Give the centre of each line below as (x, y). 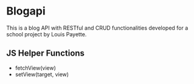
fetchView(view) (35, 68)
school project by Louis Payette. (47, 34)
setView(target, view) (42, 74)
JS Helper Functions (46, 53)
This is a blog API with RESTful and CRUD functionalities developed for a (97, 28)
